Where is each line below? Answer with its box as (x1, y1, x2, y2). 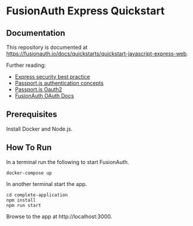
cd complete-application (6, 192, 68, 198)
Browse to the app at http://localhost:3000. (6, 213, 112, 220)
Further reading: (6, 61, 46, 69)
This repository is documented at (6, 44, 88, 51)
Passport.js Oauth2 (14, 86, 63, 93)
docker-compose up (6, 170, 52, 176)
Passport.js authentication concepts (14, 79, 104, 86)
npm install (6, 197, 36, 203)
